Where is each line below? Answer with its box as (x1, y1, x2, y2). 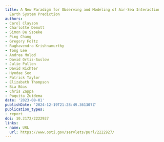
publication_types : (5, 107, 45, 112)
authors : (5, 16, 23, 21)
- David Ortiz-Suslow (5, 57, 49, 62)
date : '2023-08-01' (5, 98, 45, 103)
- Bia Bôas (5, 84, 27, 89)
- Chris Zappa (5, 89, 34, 94)
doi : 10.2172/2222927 (5, 116, 49, 121)
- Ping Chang (5, 35, 32, 40)
